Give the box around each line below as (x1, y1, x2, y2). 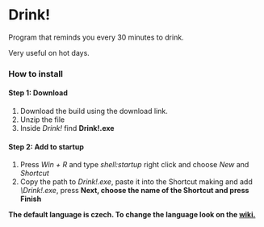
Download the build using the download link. (19, 107, 168, 116)
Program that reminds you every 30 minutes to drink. (8, 32, 184, 42)
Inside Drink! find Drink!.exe (19, 124, 115, 133)
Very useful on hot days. (8, 48, 90, 57)
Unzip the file (19, 115, 65, 124)
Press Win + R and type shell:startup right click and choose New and (19, 160, 249, 170)
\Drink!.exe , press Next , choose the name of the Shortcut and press (19, 186, 249, 195)
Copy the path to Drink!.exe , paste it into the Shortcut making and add (19, 177, 253, 187)
